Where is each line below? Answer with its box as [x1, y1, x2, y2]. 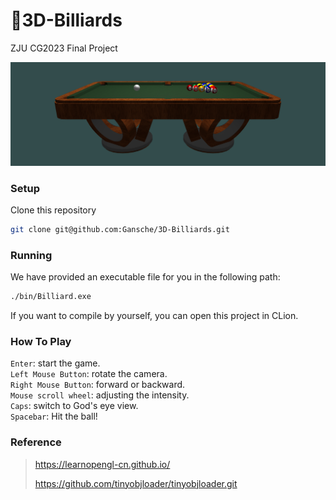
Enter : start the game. [10, 357, 101, 369]
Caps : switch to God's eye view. [10, 400, 139, 412]
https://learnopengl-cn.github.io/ [34, 458, 171, 470]
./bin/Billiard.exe [10, 292, 92, 302]
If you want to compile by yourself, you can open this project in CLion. [10, 310, 299, 322]
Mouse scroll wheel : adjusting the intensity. [10, 389, 190, 401]
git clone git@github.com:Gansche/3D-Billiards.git [10, 225, 230, 235]
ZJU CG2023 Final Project [10, 42, 118, 54]
